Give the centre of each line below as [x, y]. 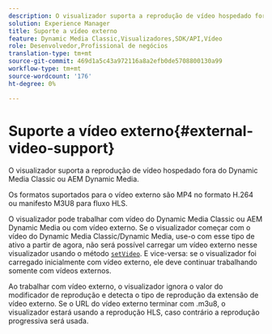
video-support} [62, 148]
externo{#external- [187, 131]
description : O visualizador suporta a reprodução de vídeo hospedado [130, 16]
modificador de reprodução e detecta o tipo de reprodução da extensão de [134, 295]
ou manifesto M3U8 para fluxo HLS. [68, 203]
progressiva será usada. [49, 321]
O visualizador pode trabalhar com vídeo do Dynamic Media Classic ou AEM [136, 219]
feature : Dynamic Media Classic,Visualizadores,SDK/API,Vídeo [115, 39]
